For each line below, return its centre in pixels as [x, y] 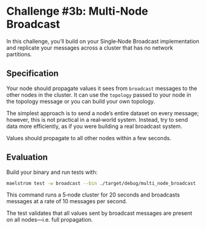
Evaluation [27, 157]
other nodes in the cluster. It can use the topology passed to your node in [99, 95]
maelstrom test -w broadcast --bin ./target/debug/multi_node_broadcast [101, 183]
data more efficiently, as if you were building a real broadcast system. [94, 126]
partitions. [19, 54]
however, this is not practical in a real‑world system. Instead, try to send [97, 119]
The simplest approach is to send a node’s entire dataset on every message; [103, 113]
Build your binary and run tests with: [52, 172]
